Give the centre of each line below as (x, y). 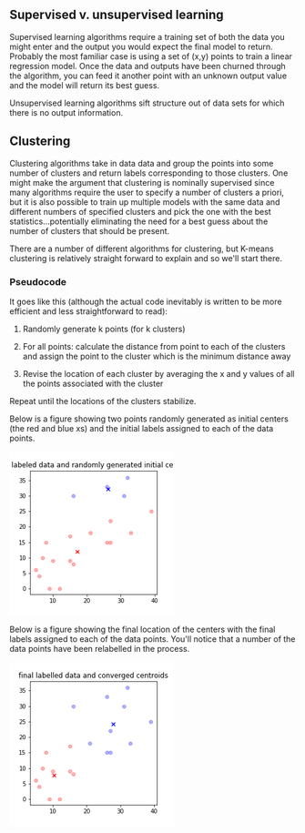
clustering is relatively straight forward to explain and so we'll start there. (146, 258)
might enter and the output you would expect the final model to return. (141, 46)
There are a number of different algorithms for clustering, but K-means (142, 249)
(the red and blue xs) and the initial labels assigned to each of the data (142, 428)
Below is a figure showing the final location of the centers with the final (142, 629)
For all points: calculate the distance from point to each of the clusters (154, 346)
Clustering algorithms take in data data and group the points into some (142, 163)
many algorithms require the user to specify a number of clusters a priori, (147, 192)
